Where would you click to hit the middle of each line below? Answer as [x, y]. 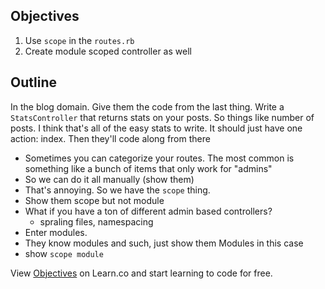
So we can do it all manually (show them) [109, 179]
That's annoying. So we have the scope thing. [117, 190]
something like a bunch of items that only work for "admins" [148, 168]
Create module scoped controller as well [108, 51]
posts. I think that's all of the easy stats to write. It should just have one [156, 128]
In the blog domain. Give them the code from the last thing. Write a [147, 106]
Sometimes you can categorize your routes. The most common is [159, 158]
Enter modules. [56, 232]
